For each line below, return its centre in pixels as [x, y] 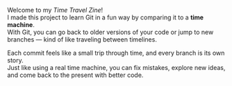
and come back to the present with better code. [75, 75]
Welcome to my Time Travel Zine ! [55, 10]
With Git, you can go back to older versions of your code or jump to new [110, 32]
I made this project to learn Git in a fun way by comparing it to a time [105, 17]
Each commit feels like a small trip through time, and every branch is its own [116, 53]
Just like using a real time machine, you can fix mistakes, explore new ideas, [116, 68]
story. [16, 60]
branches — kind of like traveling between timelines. [82, 40]
